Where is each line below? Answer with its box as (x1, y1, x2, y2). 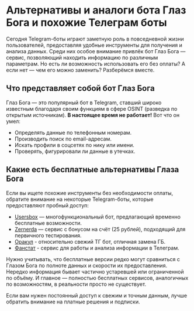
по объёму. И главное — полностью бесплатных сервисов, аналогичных (6, 274, 189, 281)
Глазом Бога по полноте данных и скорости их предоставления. (6, 262, 168, 269)
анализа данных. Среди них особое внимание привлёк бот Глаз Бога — (6, 47, 186, 54)
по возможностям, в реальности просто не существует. (6, 281, 147, 288)
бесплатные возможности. (14, 219, 82, 226)
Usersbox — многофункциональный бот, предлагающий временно (14, 213, 181, 220)
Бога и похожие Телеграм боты (6, 16, 167, 29)
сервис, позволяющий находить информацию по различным (6, 54, 158, 61)
